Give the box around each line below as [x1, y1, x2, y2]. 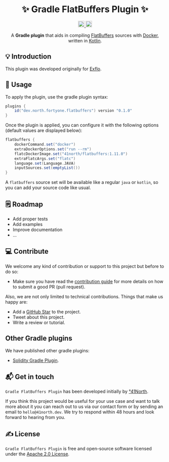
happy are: [5, 299, 28, 305]
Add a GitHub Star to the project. [12, 308, 81, 314]
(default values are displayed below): [5, 127, 82, 133]
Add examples [12, 221, 43, 227]
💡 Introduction [5, 52, 52, 61]
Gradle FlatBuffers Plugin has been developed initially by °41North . [5, 388, 148, 395]
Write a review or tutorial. [12, 319, 66, 326]
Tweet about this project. [12, 314, 65, 320]
